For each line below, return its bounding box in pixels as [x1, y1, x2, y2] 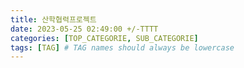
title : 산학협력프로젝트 [10, 14, 97, 25]
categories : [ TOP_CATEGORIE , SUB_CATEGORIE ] [10, 33, 199, 43]
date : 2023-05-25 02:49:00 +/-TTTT [10, 24, 159, 34]
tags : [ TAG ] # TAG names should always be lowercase [10, 42, 235, 53]
